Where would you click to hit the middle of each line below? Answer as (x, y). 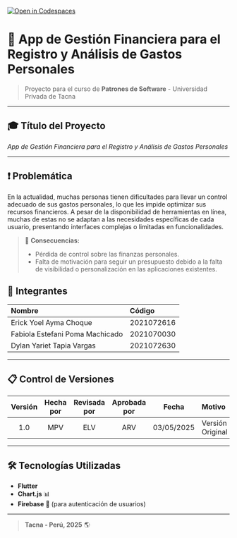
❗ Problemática (40, 176)
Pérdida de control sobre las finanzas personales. (107, 254)
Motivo (213, 407)
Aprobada (129, 403)
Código (142, 311)
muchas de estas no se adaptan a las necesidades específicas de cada (111, 219)
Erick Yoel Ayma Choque (52, 323)
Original (214, 432)
